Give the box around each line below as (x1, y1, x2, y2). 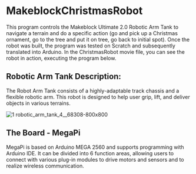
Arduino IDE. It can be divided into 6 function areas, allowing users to (6, 149, 174, 156)
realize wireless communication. (6, 162, 84, 169)
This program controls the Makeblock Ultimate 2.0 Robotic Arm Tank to (6, 23, 178, 30)
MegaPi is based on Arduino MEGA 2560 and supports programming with (6, 144, 184, 151)
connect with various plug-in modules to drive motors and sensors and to (6, 156, 184, 163)
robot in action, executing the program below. (6, 54, 117, 62)
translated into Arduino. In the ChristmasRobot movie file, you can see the (6, 48, 185, 55)
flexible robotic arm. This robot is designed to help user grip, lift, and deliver (6, 93, 190, 100)
